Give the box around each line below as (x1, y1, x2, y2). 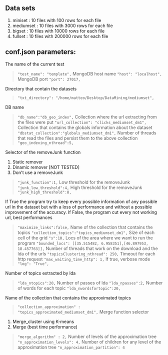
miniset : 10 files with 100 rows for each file (12, 17, 101, 23)
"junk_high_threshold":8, (17, 189, 71, 194)
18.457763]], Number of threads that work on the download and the (17, 245, 158, 251)
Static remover (12, 158, 43, 164)
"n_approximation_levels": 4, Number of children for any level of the (17, 338, 161, 344)
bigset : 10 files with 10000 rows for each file (12, 27, 105, 34)
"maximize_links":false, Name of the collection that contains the (17, 224, 153, 230)
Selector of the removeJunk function (5, 149, 81, 155)
